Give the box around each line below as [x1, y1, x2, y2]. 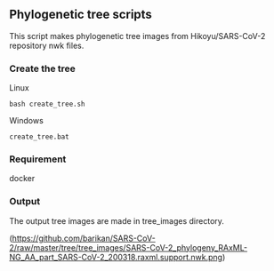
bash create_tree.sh [9, 100, 86, 109]
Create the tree [9, 62, 76, 75]
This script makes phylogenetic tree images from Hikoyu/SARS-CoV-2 [9, 30, 266, 41]
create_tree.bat [9, 132, 69, 141]
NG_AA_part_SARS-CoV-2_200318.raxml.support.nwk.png [9, 251, 223, 262]
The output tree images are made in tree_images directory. [9, 215, 225, 226]
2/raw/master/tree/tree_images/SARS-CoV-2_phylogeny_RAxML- [9, 242, 247, 252]
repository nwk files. [9, 40, 85, 51]
